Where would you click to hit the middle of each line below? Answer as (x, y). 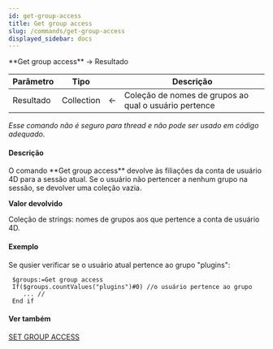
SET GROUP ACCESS (44, 337)
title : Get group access (50, 24)
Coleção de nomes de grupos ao (186, 96)
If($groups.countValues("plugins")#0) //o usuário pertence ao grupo (132, 287)
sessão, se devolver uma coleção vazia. (75, 188)
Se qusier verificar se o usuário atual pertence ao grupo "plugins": (119, 265)
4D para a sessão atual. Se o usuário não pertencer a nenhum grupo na (128, 179)
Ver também (30, 319)
